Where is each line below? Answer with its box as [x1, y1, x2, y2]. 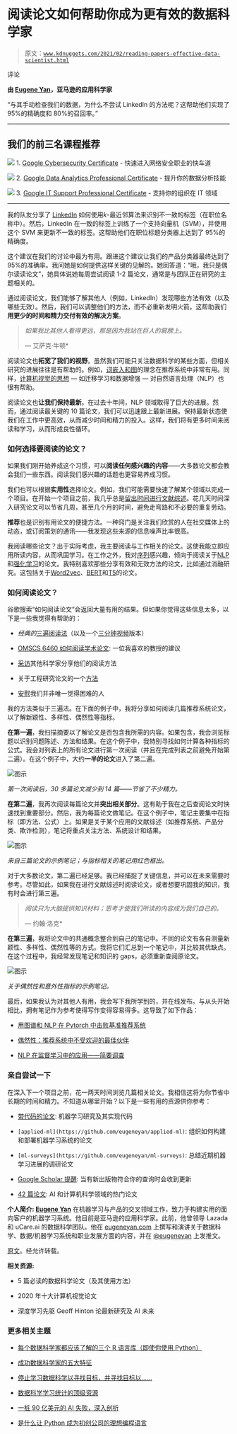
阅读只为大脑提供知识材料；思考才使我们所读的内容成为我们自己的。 [24, 904, 223, 913]
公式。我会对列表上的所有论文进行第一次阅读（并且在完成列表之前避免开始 [7, 746, 224, 755]
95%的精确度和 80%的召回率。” [7, 109, 99, 117]
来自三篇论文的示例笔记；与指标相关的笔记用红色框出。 [7, 856, 168, 865]
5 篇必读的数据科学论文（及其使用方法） [17, 1276, 135, 1285]
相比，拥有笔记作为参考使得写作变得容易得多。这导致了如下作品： [7, 1006, 199, 1014]
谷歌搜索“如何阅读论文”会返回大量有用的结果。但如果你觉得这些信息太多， [7, 605, 224, 614]
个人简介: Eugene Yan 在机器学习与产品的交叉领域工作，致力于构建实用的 [7, 1205, 221, 1213]
